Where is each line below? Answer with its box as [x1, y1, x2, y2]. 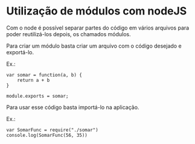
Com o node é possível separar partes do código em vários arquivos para [6, 24, 190, 31]
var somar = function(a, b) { [6, 72, 83, 78]
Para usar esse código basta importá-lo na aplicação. [6, 104, 139, 111]
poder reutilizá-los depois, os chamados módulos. [6, 30, 131, 37]
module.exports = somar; [6, 93, 69, 99]
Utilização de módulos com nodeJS [6, 4, 187, 18]
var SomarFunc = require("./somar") [6, 127, 98, 133]
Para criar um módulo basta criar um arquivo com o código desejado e [6, 42, 182, 49]
